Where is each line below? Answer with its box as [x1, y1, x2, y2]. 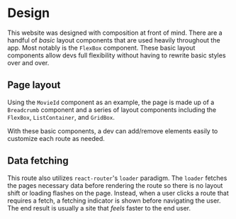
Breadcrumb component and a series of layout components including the [7, 105, 217, 114]
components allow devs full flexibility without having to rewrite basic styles [7, 51, 226, 60]
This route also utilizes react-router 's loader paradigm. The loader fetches [7, 174, 227, 182]
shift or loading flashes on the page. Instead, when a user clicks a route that [7, 189, 229, 197]
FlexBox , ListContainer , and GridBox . [7, 113, 115, 121]
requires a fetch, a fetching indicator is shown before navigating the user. [7, 196, 221, 205]
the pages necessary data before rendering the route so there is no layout [7, 181, 223, 189]
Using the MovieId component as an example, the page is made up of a [7, 98, 215, 106]
